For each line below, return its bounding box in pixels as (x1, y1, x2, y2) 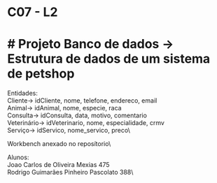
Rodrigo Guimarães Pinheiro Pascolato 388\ (7, 168, 134, 177)
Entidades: (7, 89, 38, 98)
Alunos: (7, 153, 29, 161)
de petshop (7, 66, 75, 82)
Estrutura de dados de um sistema (7, 51, 211, 67)
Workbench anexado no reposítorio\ (7, 140, 111, 148)
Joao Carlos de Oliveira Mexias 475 (7, 161, 110, 169)
